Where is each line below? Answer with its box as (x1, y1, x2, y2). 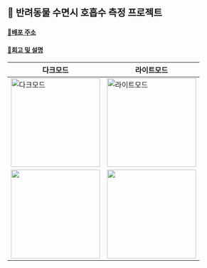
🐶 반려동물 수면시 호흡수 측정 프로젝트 (7, 6, 162, 19)
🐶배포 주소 (7, 28, 37, 36)
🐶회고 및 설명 (7, 45, 44, 54)
